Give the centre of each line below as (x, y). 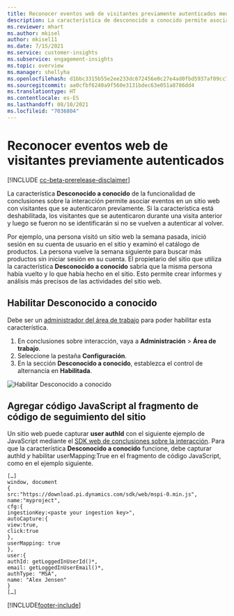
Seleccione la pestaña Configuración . (72, 355)
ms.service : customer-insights (53, 53)
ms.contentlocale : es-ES (43, 98)
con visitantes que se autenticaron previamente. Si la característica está (110, 208)
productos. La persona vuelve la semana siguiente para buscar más (104, 251)
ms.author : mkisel (34, 33)
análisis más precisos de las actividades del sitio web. (85, 281)
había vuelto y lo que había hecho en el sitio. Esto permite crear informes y (115, 274)
